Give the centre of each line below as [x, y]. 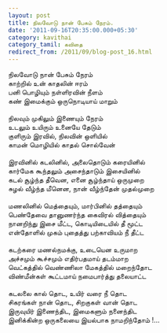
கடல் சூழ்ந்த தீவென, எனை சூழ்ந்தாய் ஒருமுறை [76, 179]
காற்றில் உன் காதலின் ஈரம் [48, 83]
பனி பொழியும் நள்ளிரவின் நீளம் [56, 92]
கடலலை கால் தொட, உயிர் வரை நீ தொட [67, 293]
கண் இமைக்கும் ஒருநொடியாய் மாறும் [63, 101]
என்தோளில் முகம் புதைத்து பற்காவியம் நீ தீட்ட [76, 232]
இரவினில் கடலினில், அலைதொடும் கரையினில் [77, 162]
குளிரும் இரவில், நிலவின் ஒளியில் [58, 136]
